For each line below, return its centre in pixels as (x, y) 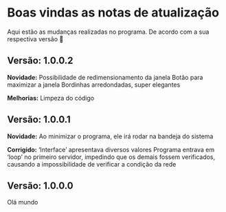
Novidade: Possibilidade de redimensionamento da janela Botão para (105, 77)
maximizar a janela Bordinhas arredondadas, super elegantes (94, 85)
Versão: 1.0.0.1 (39, 119)
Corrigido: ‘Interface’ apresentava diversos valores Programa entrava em (111, 149)
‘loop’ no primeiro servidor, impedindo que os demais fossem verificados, (111, 157)
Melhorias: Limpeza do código (51, 98)
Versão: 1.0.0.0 (40, 185)
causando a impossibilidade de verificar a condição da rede (92, 164)
